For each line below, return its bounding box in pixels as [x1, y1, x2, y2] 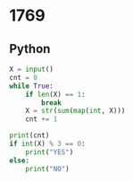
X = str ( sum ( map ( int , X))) [25, 107, 126, 116]
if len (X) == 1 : [25, 90, 87, 99]
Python [9, 41, 51, 56]
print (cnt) [9, 131, 50, 140]
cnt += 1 [25, 115, 58, 124]
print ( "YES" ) [25, 147, 74, 157]
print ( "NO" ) [25, 164, 70, 173]
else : [9, 156, 29, 165]
